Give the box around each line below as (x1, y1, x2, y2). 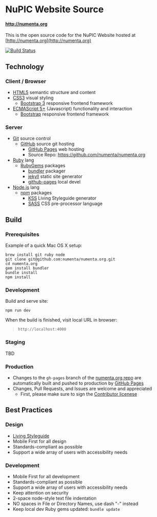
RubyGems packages (20, 163, 65, 169)
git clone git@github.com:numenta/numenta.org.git (5, 257, 116, 262)
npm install (5, 275, 31, 280)
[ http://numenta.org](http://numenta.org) (5, 37, 92, 44)
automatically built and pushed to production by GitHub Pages (12, 380, 144, 386)
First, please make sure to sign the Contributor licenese (20, 391, 137, 397)
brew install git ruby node (5, 252, 65, 258)
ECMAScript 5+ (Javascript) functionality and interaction (12, 106, 132, 112)
